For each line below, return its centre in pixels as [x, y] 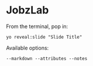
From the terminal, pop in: [37, 26]
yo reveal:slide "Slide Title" [44, 37]
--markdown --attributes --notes [47, 58]
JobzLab [27, 10]
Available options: [27, 48]
